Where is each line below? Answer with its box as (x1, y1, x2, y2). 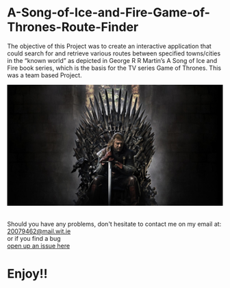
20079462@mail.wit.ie (7, 227, 71, 235)
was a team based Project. (7, 70, 82, 79)
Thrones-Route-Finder (7, 19, 139, 35)
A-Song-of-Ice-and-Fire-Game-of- (7, 5, 211, 21)
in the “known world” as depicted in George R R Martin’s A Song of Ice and (7, 56, 218, 64)
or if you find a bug (7, 235, 61, 243)
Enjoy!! (7, 265, 48, 281)
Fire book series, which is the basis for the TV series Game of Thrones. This (7, 64, 221, 72)
